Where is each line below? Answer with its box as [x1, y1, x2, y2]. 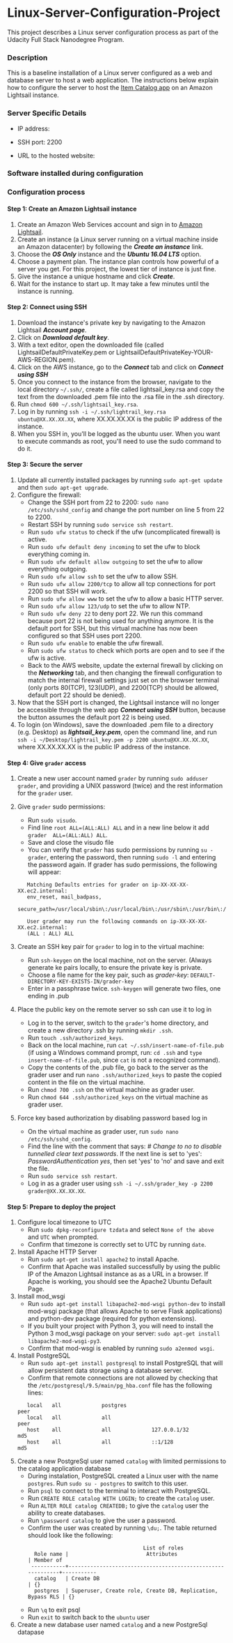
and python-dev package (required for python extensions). [27, 1314, 197, 1323]
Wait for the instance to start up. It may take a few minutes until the [17, 279, 210, 287]
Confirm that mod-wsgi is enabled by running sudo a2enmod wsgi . [27, 1344, 215, 1353]
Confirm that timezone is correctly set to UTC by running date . [27, 1240, 207, 1249]
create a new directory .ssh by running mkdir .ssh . [27, 1026, 174, 1035]
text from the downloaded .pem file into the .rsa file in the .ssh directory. [17, 392, 225, 400]
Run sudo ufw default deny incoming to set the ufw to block [27, 542, 200, 550]
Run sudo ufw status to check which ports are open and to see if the [27, 646, 225, 654]
